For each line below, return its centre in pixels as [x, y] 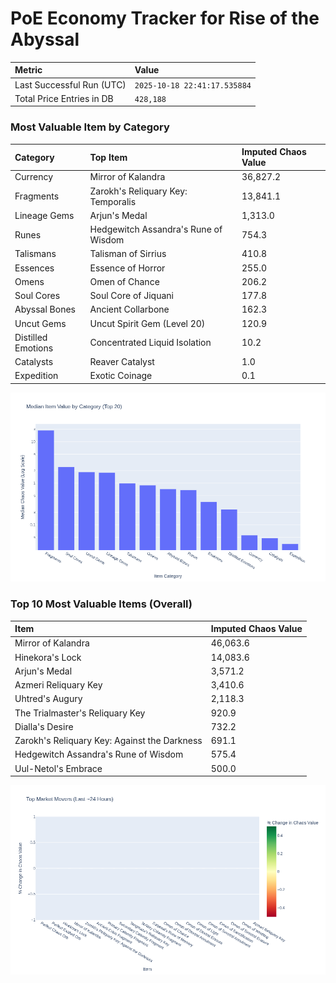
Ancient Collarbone [129, 309]
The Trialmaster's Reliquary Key [80, 713]
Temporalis [113, 201]
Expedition [36, 376]
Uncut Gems [40, 323]
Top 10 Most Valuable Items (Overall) [101, 604]
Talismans [35, 254]
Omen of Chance [124, 281]
